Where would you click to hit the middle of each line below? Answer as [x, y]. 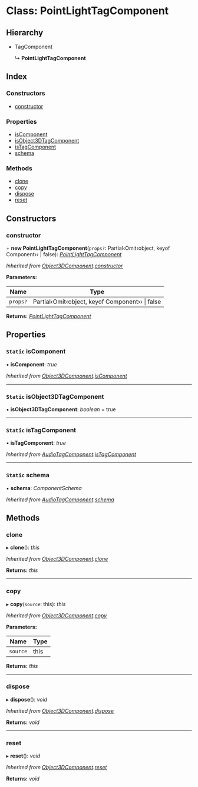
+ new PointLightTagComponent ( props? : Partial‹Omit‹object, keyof [88, 248]
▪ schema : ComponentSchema [44, 488]
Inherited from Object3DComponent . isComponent [67, 376]
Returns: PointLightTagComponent [49, 316]
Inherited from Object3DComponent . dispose [60, 710]
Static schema [28, 475]
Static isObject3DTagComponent [55, 396]
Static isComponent [36, 352]
